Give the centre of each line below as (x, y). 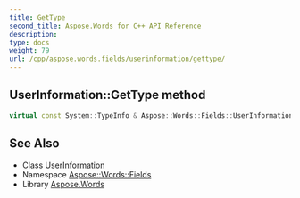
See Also (34, 144)
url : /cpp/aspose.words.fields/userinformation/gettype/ (117, 59)
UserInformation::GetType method (108, 95)
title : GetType (37, 17)
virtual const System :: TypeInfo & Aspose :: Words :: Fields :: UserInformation (151, 115)
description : (33, 34)
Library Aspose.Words (63, 184)
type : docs (29, 42)
